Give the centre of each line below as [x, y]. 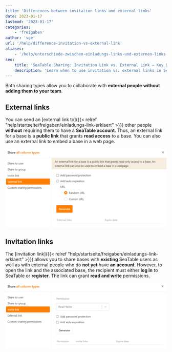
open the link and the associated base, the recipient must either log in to [82, 270]
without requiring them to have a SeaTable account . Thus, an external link [84, 130]
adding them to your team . [34, 91]
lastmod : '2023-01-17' [29, 22]
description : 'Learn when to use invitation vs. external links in [88, 70]
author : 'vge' [20, 38]
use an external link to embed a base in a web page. [60, 142]
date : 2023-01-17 [24, 16]
